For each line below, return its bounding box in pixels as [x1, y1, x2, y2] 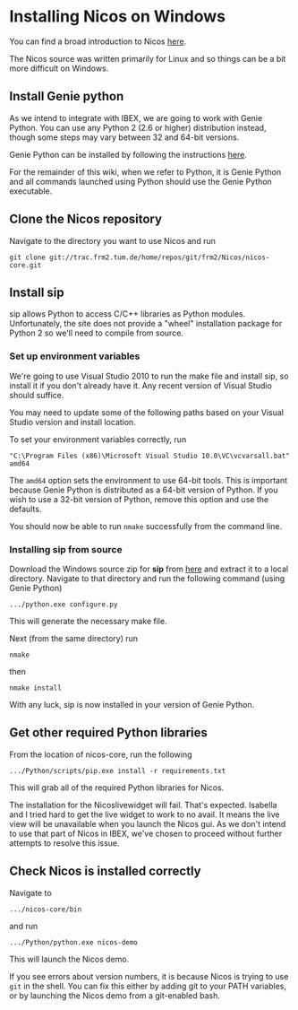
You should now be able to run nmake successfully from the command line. [9, 520, 283, 531]
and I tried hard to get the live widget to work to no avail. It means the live [9, 809, 280, 820]
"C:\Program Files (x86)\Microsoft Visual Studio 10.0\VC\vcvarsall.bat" [9, 451, 291, 460]
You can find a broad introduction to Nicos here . [9, 36, 187, 47]
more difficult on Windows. [9, 63, 109, 74]
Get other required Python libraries [9, 725, 209, 741]
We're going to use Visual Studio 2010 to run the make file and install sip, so [9, 370, 289, 381]
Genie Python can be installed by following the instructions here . [9, 149, 248, 160]
